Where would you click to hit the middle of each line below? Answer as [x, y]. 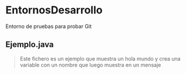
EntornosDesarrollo [54, 10]
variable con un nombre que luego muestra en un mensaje [90, 65]
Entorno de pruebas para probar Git [49, 26]
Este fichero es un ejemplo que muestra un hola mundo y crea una [100, 58]
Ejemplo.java [30, 45]
